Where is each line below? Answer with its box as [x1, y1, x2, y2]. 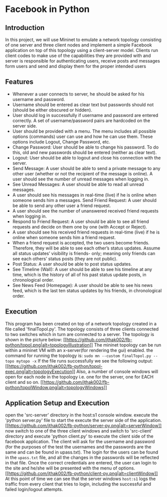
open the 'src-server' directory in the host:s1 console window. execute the [5, 412, 158, 418]
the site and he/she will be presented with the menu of [5, 465, 117, 471]
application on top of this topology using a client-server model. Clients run [5, 47, 158, 53]
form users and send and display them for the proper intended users [5, 63, 146, 69]
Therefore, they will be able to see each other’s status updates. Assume [12, 245, 160, 251]
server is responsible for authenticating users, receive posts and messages [5, 58, 160, 63]
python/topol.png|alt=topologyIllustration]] [5, 341, 93, 348]
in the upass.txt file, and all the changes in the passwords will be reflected [5, 454, 159, 460]
